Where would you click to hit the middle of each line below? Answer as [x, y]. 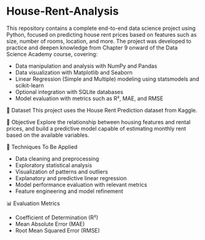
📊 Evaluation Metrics [33, 203]
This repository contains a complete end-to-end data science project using [101, 28]
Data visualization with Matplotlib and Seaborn [74, 72]
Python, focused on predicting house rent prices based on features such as [102, 34]
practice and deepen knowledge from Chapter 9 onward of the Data [92, 48]
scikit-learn [29, 85]
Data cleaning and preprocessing [57, 158]
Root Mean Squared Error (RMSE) [58, 230]
